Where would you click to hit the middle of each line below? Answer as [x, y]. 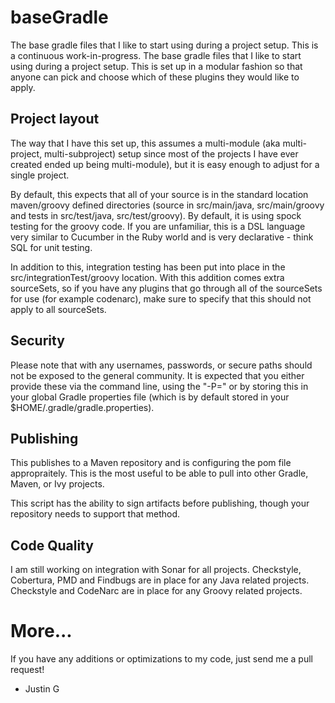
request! [27, 670]
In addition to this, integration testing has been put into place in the [148, 267]
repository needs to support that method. [95, 514]
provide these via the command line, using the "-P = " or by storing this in [159, 386]
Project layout [55, 119]
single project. [40, 175]
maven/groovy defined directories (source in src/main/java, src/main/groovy [167, 205]
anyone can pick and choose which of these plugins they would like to [155, 77]
